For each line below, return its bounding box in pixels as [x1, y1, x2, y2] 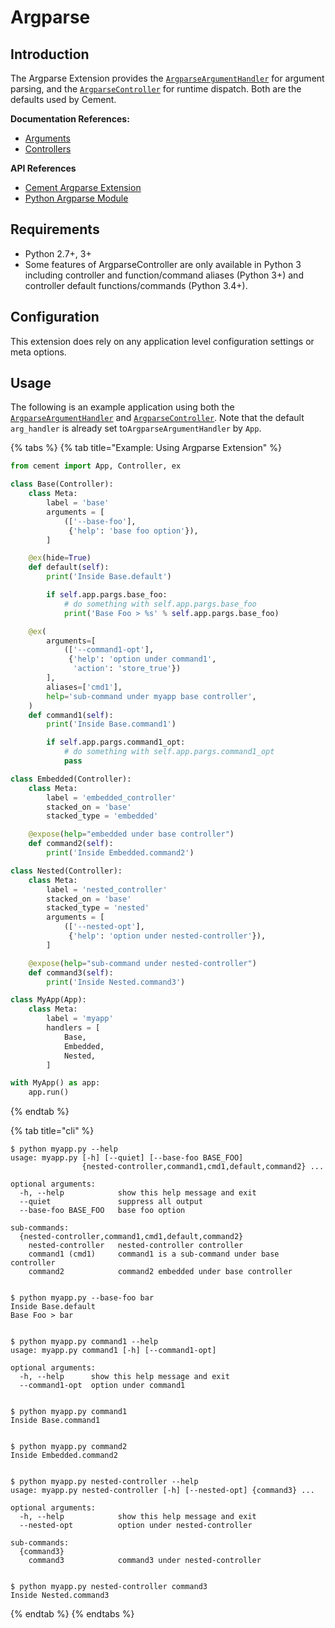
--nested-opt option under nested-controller [19, 1521, 253, 1531]
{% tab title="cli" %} [10, 1125, 95, 1137]
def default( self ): [28, 562, 110, 573]
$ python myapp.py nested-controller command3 [10, 1582, 208, 1592]
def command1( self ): [28, 710, 114, 720]
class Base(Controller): [10, 479, 114, 490]
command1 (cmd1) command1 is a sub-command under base [28, 1249, 280, 1260]
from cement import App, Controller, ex [10, 461, 182, 471]
